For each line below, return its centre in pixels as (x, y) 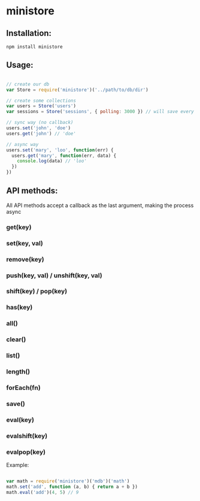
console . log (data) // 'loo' (52, 161)
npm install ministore (34, 47)
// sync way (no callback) (40, 123)
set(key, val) (25, 243)
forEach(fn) (23, 388)
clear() (16, 339)
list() (13, 356)
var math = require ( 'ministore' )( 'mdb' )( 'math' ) (68, 481)
